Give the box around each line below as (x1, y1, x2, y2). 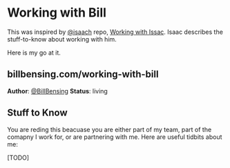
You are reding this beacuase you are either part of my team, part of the (7, 125, 212, 133)
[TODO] (7, 153, 30, 162)
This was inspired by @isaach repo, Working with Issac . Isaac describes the (7, 28, 223, 36)
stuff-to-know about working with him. (7, 35, 117, 43)
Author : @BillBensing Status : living (7, 86, 108, 95)
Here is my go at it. (7, 48, 61, 57)
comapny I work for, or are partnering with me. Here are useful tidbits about (7, 133, 222, 141)
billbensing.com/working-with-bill (7, 68, 159, 80)
